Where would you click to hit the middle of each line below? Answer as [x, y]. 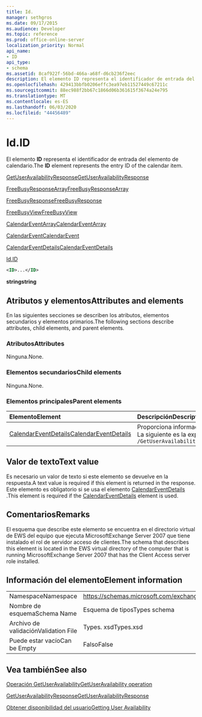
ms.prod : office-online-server [45, 40]
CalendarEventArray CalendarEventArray [56, 224]
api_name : [19, 51]
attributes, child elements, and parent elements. [65, 328]
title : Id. [20, 12]
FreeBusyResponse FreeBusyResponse [54, 201]
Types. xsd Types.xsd [113, 627]
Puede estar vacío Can [41, 641]
